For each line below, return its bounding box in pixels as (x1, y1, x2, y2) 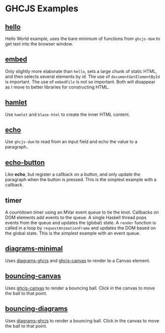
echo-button (5, 158, 45, 167)
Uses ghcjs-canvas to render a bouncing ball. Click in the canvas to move (5, 285, 155, 291)
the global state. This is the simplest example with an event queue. (5, 230, 141, 236)
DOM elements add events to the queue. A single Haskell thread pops (5, 215, 147, 221)
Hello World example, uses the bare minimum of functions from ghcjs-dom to (5, 36, 161, 41)
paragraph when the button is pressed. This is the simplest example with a (5, 177, 157, 183)
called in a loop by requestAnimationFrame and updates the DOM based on (5, 225, 156, 231)
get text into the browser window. (5, 41, 73, 47)
